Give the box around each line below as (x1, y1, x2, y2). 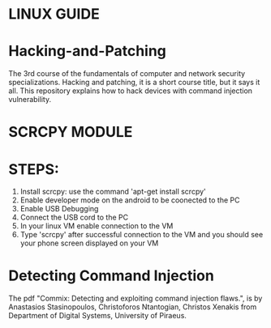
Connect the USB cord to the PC (19, 212, 128, 223)
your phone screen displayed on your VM (19, 238, 159, 248)
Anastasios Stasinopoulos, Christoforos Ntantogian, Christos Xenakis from (8, 302, 257, 312)
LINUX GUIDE (8, 5, 100, 23)
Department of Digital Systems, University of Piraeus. (8, 311, 187, 321)
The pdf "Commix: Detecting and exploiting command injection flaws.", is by (8, 293, 263, 304)
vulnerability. (8, 95, 51, 104)
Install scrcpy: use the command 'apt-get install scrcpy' (19, 187, 207, 197)
